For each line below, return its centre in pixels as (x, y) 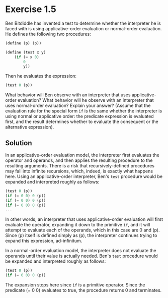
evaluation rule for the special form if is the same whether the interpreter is (84, 111)
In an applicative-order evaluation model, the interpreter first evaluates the (82, 155)
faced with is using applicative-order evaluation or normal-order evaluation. (83, 28)
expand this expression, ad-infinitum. (44, 241)
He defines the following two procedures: (48, 34)
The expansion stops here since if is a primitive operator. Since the (75, 285)
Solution (19, 143)
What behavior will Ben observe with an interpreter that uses (68, 95)
